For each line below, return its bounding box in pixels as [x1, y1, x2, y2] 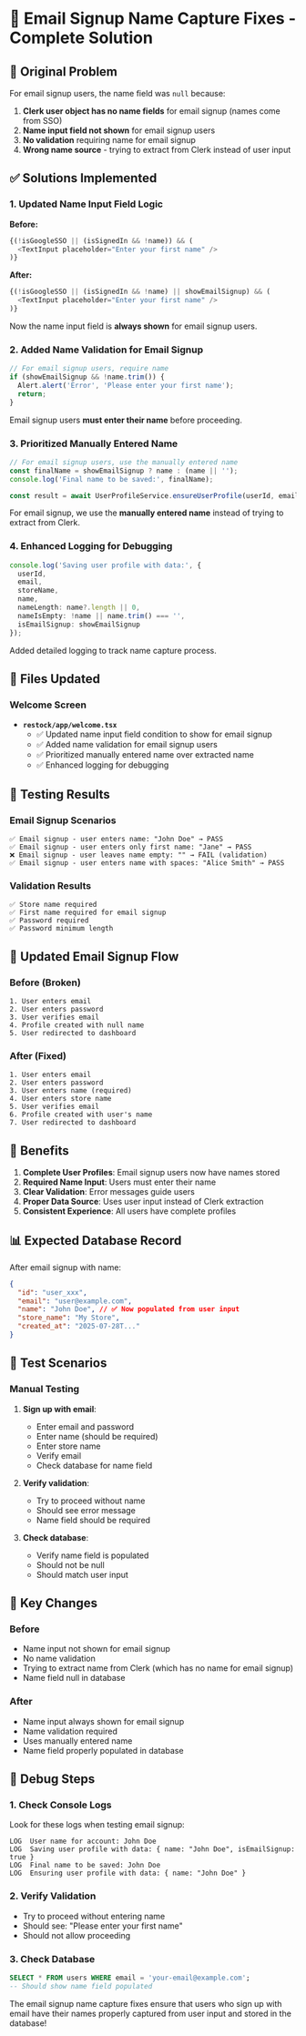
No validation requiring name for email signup [22, 135, 196, 145]
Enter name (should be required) [36, 1430, 158, 1441]
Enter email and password [36, 1420, 135, 1432]
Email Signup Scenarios [9, 814, 117, 827]
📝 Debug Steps [9, 1771, 96, 1787]
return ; [17, 389, 47, 399]
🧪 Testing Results [9, 787, 111, 802]
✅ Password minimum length [9, 924, 114, 933]
